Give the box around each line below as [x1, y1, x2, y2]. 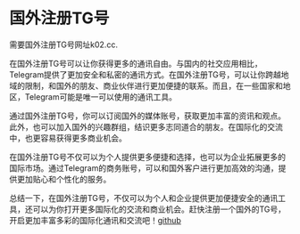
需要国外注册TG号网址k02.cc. [9, 39, 119, 50]
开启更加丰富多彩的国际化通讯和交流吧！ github [9, 214, 181, 225]
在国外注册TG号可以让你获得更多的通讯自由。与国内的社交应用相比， [9, 58, 263, 69]
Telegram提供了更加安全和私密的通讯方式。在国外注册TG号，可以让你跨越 [9, 69, 281, 80]
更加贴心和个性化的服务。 [16, 173, 112, 184]
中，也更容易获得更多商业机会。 [9, 133, 127, 143]
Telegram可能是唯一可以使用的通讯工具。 [24, 91, 177, 102]
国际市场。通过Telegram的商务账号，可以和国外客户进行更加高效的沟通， [9, 162, 279, 173]
